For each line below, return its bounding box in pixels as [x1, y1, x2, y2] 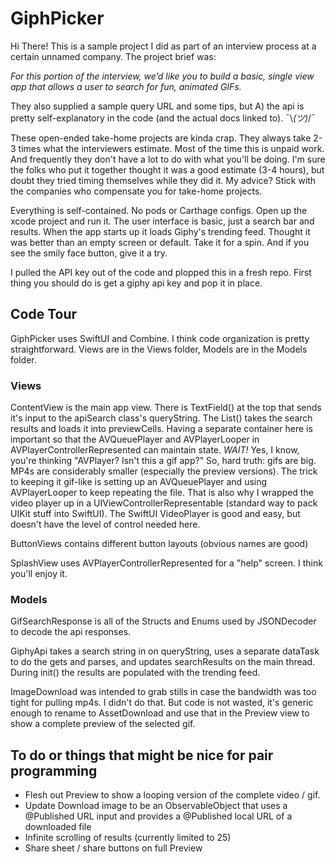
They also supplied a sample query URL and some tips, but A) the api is [10, 100, 305, 112]
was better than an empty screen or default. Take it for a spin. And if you [10, 236, 310, 248]
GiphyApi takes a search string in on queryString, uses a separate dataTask [10, 645, 320, 657]
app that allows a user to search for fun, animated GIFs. [10, 80, 242, 92]
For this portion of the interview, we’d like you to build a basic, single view [10, 70, 315, 82]
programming [10, 762, 98, 779]
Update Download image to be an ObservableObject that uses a [24, 800, 288, 812]
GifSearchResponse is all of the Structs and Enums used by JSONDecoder [10, 615, 317, 627]
